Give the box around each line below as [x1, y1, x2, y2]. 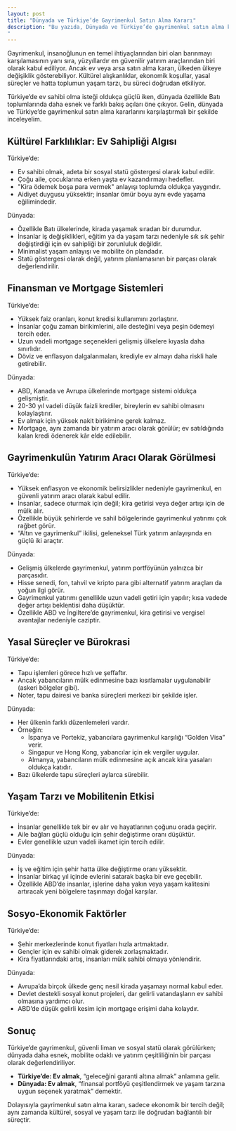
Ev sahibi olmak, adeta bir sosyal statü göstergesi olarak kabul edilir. [17, 168, 216, 176]
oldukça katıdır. [27, 763, 72, 771]
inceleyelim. [7, 115, 42, 124]
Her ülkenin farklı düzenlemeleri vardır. [17, 718, 130, 726]
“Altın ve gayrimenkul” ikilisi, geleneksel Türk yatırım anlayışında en [17, 528, 212, 537]
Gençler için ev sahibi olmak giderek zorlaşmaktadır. [17, 948, 169, 956]
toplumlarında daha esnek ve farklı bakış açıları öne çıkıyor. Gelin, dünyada [7, 100, 223, 109]
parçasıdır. [17, 570, 48, 580]
